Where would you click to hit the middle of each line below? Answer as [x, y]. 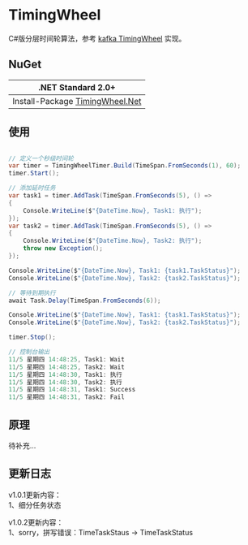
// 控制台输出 [29, 352]
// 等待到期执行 [32, 293]
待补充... [22, 446]
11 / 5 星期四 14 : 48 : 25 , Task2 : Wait [67, 367]
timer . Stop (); [32, 337]
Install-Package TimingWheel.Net [77, 101]
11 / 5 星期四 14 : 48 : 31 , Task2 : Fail [67, 397]
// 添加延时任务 [32, 188]
